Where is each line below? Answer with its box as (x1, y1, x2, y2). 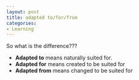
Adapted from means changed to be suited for (15, 67, 133, 75)
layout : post (6, 8, 40, 15)
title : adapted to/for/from (6, 15, 78, 21)
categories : (6, 20, 37, 26)
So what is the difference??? (6, 42, 77, 50)
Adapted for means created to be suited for (15, 61, 126, 68)
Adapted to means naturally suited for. (15, 54, 113, 61)
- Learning (6, 25, 34, 32)
